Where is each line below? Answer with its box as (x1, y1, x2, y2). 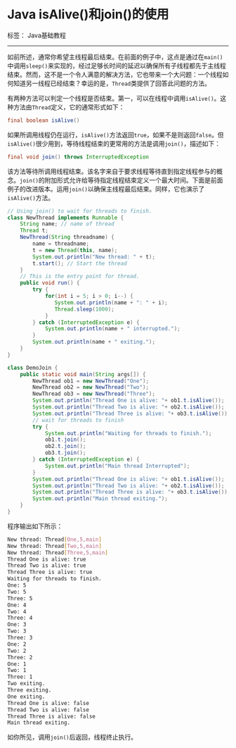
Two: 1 (7, 667, 27, 674)
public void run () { (20, 280, 80, 287)
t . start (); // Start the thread (32, 260, 128, 267)
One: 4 (7, 601, 27, 609)
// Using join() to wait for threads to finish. (7, 207, 152, 215)
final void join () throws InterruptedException (7, 153, 150, 161)
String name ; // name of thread (20, 220, 114, 227)
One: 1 (7, 660, 27, 668)
